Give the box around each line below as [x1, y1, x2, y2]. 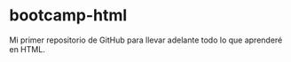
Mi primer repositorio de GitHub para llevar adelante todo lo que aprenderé [9, 35, 283, 45]
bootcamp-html [9, 5, 128, 26]
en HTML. [9, 43, 46, 54]
